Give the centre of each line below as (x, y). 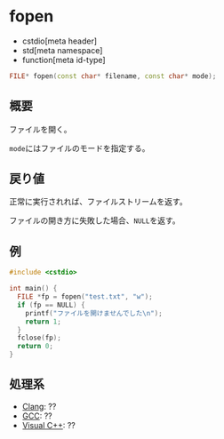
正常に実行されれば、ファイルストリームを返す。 (99, 202)
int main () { (33, 289)
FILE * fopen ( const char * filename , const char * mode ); (113, 76)
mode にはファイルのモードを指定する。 (80, 148)
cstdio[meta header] (60, 41)
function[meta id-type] (64, 60)
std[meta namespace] (62, 50)
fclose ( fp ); (40, 338)
